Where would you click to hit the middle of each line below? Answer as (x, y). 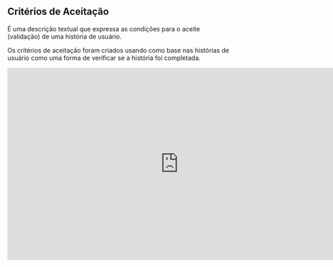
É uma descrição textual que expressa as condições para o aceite (104, 28)
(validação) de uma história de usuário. (65, 36)
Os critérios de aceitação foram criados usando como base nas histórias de (118, 50)
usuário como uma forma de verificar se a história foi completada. (104, 58)
